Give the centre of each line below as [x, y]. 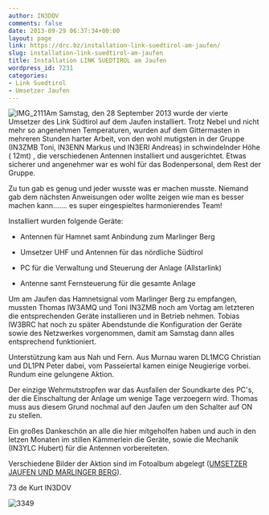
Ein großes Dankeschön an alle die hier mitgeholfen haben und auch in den [132, 431]
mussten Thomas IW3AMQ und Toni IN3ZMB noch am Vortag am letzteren [131, 308]
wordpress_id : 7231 [41, 68]
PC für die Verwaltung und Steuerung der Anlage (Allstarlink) [121, 268]
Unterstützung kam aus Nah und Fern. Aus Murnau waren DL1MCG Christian [134, 358]
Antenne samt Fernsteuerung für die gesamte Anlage [108, 284]
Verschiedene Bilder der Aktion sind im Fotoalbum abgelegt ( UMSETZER [128, 464]
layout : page [30, 38]
